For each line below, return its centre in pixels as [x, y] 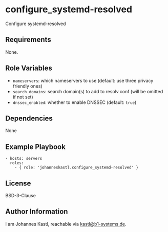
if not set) [23, 97]
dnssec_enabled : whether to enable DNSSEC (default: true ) [75, 102]
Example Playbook [35, 147]
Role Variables [29, 68]
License [18, 183]
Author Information [37, 212]
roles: [17, 163]
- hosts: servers [24, 159]
